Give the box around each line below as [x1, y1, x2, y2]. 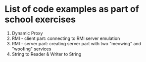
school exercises [4, 14, 76, 25]
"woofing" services [11, 46, 51, 52]
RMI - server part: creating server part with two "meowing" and [11, 40, 142, 46]
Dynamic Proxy [11, 30, 43, 36]
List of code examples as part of [4, 3, 139, 15]
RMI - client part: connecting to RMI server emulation [11, 35, 120, 41]
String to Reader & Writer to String [11, 51, 82, 57]
